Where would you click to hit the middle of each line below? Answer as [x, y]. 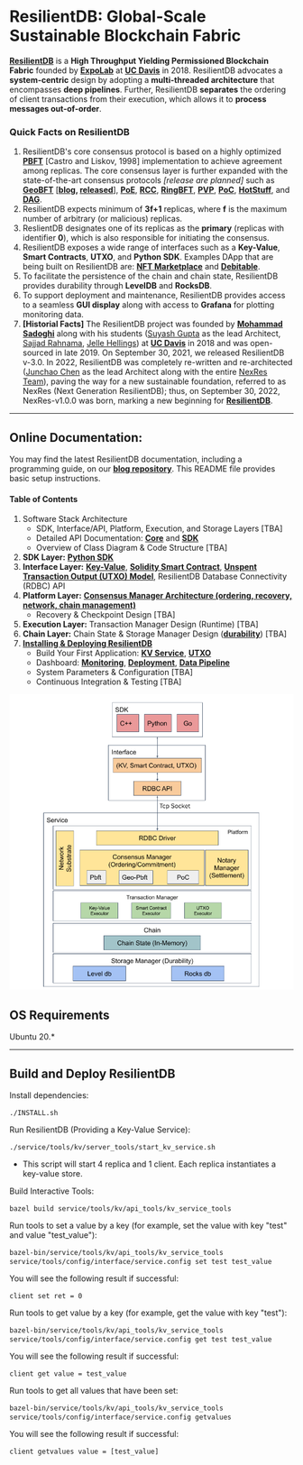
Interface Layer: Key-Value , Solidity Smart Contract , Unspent [139, 567]
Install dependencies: [49, 1095]
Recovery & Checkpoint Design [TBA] [106, 615]
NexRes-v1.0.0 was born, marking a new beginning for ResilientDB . [147, 401]
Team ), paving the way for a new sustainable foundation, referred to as [154, 381]
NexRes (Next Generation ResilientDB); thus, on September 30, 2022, [151, 391]
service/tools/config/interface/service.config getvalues [120, 1417]
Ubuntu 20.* [32, 1037]
